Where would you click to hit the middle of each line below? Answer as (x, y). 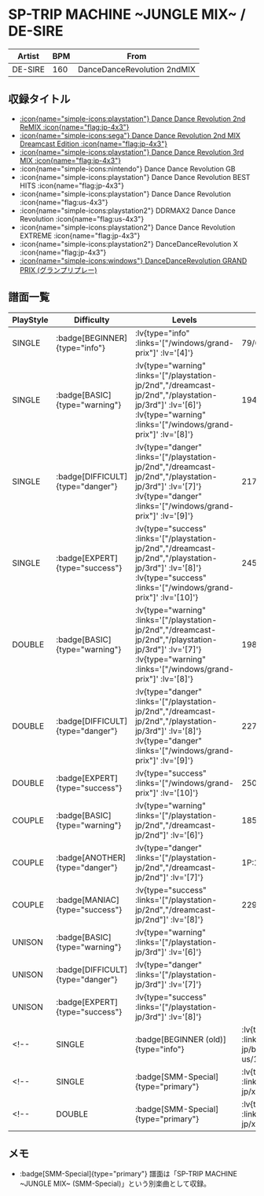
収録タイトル (39, 99)
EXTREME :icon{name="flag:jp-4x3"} (80, 235)
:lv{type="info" (162, 333)
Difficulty (92, 320)
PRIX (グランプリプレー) (58, 270)
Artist (28, 56)
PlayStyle (30, 320)
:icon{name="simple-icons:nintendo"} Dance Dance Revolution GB (127, 169)
